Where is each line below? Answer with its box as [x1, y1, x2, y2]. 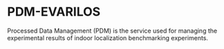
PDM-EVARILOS [7, 4, 101, 20]
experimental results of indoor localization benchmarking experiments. [7, 33, 209, 42]
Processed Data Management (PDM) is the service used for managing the [7, 27, 218, 35]
